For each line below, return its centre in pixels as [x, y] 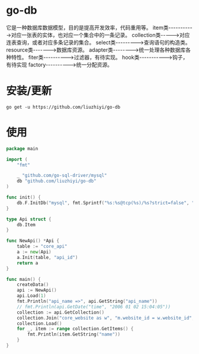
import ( [17, 159]
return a [28, 263]
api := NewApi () [37, 290]
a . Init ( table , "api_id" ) [47, 257]
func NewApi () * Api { [33, 241]
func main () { [24, 279]
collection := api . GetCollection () [61, 312]
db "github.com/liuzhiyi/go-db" [57, 181]
